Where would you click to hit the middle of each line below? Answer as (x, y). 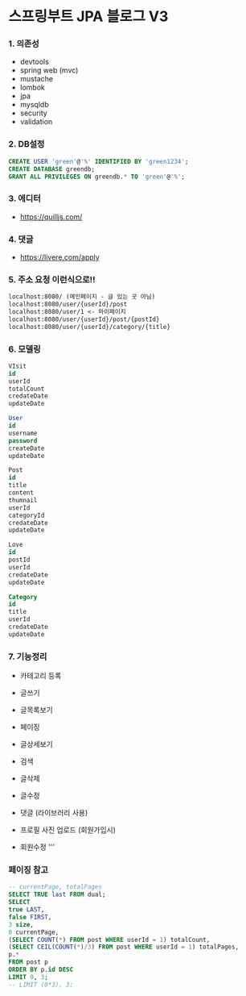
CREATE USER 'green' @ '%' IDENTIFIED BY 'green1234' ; (98, 161)
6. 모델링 (25, 349)
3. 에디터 (25, 198)
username (23, 433)
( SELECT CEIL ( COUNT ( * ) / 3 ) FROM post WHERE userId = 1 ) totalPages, (124, 947)
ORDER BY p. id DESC (41, 970)
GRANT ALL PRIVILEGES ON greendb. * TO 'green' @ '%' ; (96, 177)
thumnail (23, 500)
